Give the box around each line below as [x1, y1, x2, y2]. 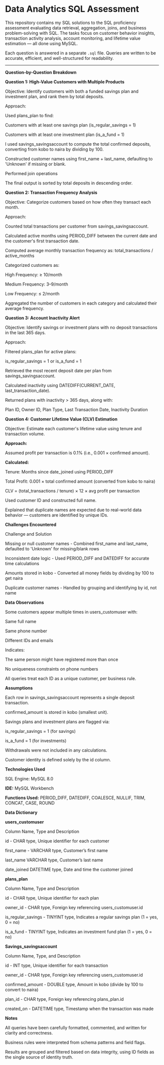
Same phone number [5, 628, 47, 634]
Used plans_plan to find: [5, 112, 54, 118]
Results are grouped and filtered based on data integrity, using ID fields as [5, 1049, 155, 1055]
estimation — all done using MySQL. [5, 40, 78, 46]
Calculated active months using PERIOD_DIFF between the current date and [5, 233, 157, 238]
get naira [5, 575, 23, 581]
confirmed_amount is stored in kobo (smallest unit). [5, 709, 108, 715]
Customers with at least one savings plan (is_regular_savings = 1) [5, 122, 136, 128]
